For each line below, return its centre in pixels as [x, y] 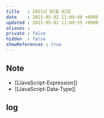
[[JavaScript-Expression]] [46, 83]
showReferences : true [34, 45]
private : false [26, 34]
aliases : [18, 28]
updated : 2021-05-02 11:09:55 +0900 [52, 22]
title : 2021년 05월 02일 [39, 12]
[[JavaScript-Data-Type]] [45, 88]
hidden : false [26, 39]
